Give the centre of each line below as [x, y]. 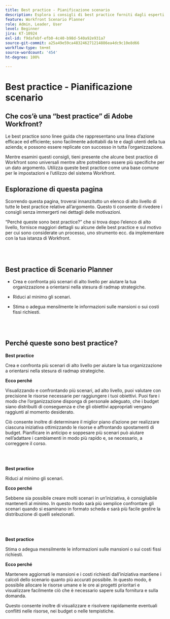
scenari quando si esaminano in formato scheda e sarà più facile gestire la [83, 509]
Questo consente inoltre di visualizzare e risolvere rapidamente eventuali [81, 605]
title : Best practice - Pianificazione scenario [58, 10]
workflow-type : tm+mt [28, 48]
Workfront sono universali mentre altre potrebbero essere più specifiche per [85, 162]
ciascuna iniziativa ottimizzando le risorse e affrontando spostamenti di [80, 427]
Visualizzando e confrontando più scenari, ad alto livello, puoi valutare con [83, 390]
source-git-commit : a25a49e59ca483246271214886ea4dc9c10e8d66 [72, 43]
